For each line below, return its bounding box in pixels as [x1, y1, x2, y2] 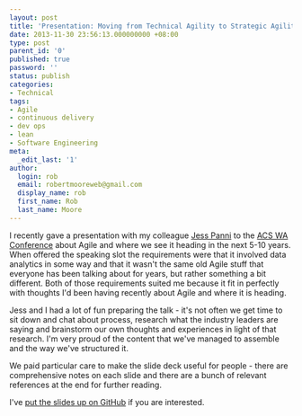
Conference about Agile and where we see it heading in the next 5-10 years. [9, 239, 291, 250]
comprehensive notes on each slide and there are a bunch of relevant [9, 369, 267, 380]
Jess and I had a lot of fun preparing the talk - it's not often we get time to [9, 305, 283, 315]
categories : [9, 80, 54, 89]
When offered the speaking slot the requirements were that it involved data [9, 249, 287, 260]
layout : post [9, 13, 58, 22]
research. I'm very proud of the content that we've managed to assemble [9, 333, 280, 344]
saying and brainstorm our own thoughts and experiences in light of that [9, 323, 277, 334]
